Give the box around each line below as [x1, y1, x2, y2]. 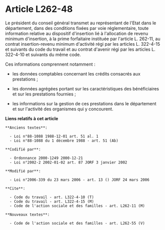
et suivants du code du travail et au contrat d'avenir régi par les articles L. [5, 46, 156, 52]
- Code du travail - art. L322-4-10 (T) [9, 195, 94, 200]
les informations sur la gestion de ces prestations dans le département [12, 100, 157, 106]
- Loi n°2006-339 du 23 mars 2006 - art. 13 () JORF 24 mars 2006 [9, 177, 150, 182]
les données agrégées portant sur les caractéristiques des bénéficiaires [12, 85, 160, 91]
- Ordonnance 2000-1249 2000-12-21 [9, 155, 83, 160]
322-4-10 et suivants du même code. [5, 51, 81, 58]
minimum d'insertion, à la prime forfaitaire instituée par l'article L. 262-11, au [5, 36, 161, 42]
